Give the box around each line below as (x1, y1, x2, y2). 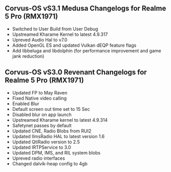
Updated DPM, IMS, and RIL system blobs (12, 149, 101, 156)
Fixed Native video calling (12, 95, 67, 101)
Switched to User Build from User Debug (12, 26, 98, 32)
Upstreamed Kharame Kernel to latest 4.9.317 (12, 31, 108, 37)
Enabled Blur (12, 100, 39, 107)
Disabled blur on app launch (12, 111, 72, 118)
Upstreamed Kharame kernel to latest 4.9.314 (12, 117, 108, 123)
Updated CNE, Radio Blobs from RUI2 (12, 128, 92, 134)
